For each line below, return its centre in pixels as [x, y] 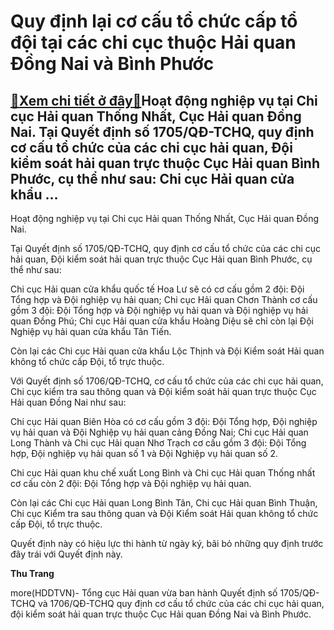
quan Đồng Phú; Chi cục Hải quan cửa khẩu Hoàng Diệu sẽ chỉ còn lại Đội [162, 321]
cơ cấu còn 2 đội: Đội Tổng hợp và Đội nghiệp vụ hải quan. [131, 483]
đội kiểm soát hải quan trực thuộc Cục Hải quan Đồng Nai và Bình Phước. [161, 614]
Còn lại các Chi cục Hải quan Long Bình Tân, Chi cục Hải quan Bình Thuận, [164, 503]
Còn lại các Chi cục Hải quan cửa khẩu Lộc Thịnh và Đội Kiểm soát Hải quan [167, 351]
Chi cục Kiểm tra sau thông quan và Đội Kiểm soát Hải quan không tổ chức [164, 513]
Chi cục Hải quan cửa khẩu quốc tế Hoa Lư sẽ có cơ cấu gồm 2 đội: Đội [157, 289]
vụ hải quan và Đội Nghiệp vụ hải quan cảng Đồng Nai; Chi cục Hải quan [159, 432]
